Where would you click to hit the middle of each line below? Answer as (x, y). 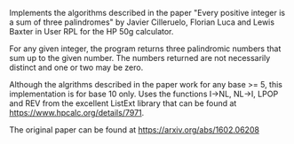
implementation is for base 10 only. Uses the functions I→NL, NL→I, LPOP (144, 94)
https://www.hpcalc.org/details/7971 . (77, 113)
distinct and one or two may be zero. (76, 67)
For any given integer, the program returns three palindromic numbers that (145, 49)
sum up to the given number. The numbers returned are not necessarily (140, 58)
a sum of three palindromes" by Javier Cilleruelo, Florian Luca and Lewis (142, 22)
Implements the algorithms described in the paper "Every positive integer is (147, 13)
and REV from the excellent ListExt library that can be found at (123, 103)
